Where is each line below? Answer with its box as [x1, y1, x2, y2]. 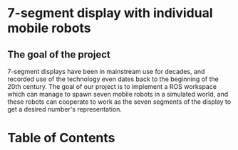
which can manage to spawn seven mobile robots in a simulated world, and [7, 90, 229, 98]
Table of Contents [7, 130, 115, 146]
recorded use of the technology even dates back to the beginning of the [7, 75, 219, 83]
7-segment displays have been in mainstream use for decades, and [7, 68, 205, 75]
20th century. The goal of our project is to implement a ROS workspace [7, 82, 217, 90]
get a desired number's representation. [7, 105, 123, 113]
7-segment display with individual [7, 5, 213, 21]
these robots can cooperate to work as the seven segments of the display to [7, 97, 232, 106]
